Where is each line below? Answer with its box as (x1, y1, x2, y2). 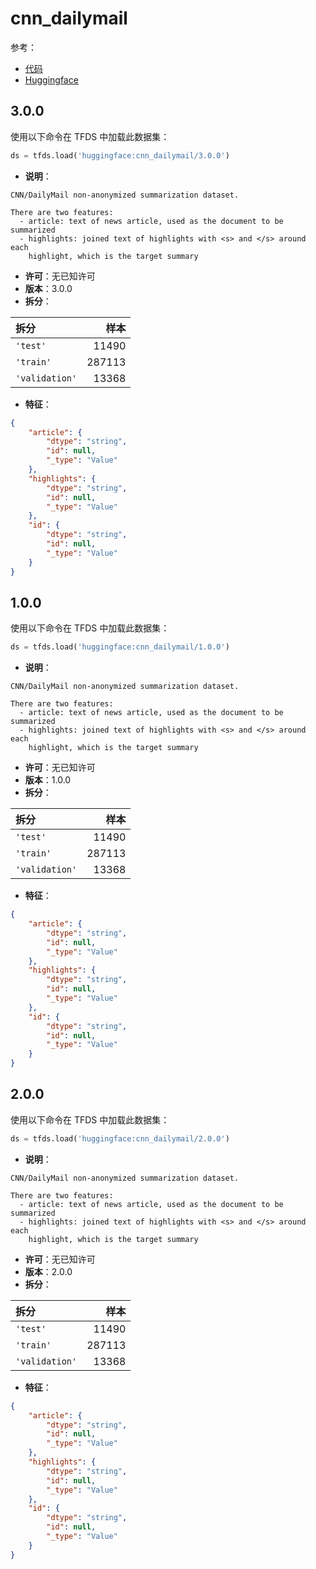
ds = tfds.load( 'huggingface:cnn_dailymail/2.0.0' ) (10, 1133, 230, 1144)
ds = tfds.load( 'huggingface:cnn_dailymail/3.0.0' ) (10, 150, 230, 161)
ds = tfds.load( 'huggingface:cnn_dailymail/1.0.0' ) (10, 642, 230, 652)
